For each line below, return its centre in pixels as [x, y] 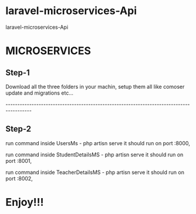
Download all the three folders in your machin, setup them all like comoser [95, 86]
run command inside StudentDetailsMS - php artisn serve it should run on [94, 155]
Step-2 [18, 129]
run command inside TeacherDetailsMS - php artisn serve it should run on [95, 172]
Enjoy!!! [25, 202]
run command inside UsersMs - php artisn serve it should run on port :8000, [98, 143]
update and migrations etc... [40, 93]
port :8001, [19, 160]
